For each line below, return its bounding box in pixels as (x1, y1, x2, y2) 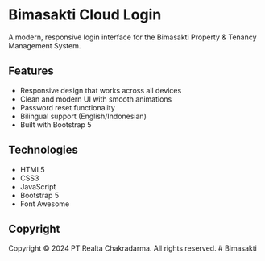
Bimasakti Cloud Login (8, 6, 162, 24)
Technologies (8, 143, 79, 157)
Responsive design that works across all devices (19, 85, 182, 95)
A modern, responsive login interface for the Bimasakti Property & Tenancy (8, 32, 257, 42)
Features (8, 64, 54, 78)
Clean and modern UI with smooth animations (19, 94, 172, 104)
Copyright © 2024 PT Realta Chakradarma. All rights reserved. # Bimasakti (8, 243, 258, 253)
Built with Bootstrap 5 (19, 119, 92, 130)
